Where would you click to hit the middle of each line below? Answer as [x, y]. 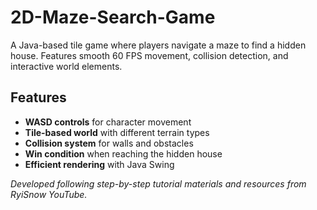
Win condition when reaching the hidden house [123, 153]
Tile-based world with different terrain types [117, 132]
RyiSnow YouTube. [49, 194]
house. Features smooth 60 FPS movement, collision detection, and [149, 55]
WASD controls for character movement [108, 122]
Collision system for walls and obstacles [109, 143]
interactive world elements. [66, 66]
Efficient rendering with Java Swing [99, 164]
